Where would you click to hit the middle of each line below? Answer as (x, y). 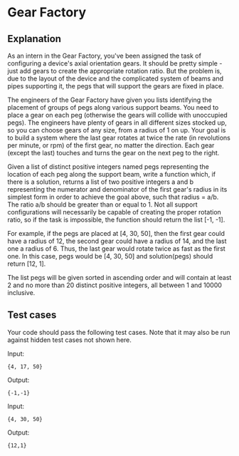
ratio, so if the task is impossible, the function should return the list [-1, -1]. (116, 219)
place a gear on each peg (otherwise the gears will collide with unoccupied (117, 115)
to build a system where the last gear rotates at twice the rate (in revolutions (119, 138)
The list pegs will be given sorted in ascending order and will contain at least (119, 278)
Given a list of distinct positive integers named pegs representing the (108, 167)
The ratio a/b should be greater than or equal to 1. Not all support (102, 204)
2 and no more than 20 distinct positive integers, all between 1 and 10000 (115, 285)
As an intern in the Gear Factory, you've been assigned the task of (104, 56)
